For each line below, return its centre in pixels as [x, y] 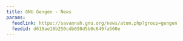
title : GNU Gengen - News [39, 12]
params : [16, 17]
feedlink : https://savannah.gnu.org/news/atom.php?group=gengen [95, 23]
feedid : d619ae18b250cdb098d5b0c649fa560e [66, 29]
